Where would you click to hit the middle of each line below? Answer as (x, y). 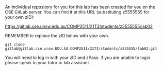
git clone (15, 45)
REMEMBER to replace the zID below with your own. (57, 36)
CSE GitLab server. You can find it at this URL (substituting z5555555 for (77, 12)
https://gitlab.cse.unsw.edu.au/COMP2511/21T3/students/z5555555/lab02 (79, 26)
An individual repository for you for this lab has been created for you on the (80, 7)
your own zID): (20, 17)
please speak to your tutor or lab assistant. (48, 63)
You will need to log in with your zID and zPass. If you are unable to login (78, 58)
